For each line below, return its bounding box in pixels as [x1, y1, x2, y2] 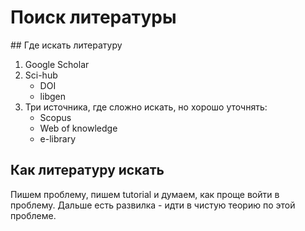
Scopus [39, 111, 72, 123]
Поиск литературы [10, 6, 177, 29]
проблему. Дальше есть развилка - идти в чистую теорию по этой [10, 199, 296, 211]
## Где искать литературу [10, 39, 123, 51]
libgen [39, 90, 66, 102]
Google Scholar [24, 58, 90, 70]
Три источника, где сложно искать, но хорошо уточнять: [24, 101, 268, 113]
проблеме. [10, 209, 57, 221]
